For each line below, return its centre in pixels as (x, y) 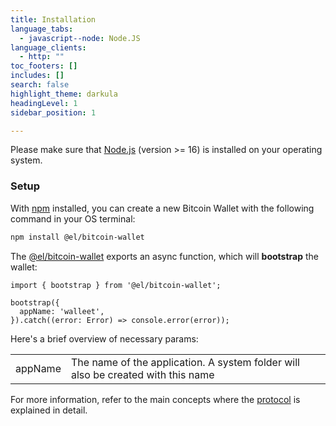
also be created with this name (142, 374)
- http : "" (42, 57)
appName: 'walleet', (62, 311)
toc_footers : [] (44, 66)
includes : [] (37, 76)
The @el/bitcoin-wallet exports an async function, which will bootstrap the (165, 256)
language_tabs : (42, 29)
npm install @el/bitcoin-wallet (77, 237)
